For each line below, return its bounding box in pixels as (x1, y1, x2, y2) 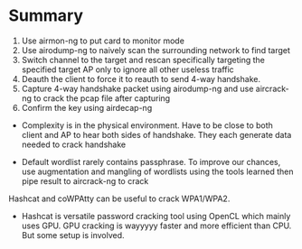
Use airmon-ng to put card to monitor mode (21, 35, 184, 46)
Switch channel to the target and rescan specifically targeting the (21, 54, 266, 65)
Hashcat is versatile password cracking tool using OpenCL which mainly (21, 210, 291, 221)
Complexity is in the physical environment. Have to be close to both (21, 119, 273, 131)
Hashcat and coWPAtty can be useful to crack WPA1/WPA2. (8, 193, 231, 204)
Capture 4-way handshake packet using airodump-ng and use (21, 83, 254, 94)
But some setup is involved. (21, 229, 125, 240)
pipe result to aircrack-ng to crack (21, 175, 149, 186)
